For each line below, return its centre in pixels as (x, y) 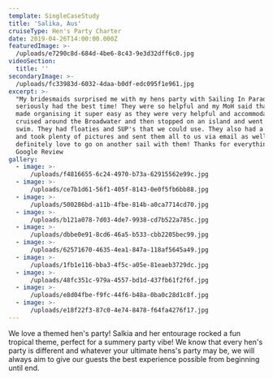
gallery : (23, 159)
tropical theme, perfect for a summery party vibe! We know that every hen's (136, 342)
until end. (24, 368)
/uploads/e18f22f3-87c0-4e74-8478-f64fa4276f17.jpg (119, 310)
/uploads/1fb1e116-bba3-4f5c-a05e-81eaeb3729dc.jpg (119, 265)
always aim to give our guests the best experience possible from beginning (134, 359)
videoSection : (32, 62)
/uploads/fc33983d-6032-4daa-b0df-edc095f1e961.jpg (105, 84)
